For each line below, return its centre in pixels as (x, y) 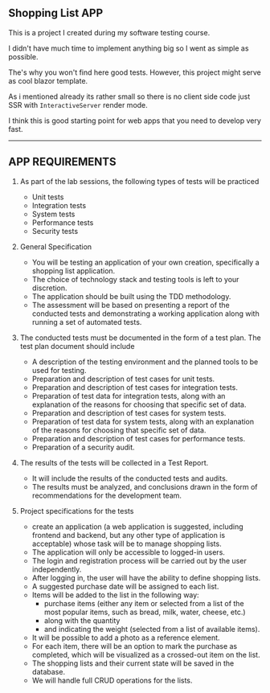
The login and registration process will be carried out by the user (139, 560)
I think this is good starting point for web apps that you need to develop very (135, 121)
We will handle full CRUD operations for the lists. (112, 680)
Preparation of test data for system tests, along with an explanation (143, 421)
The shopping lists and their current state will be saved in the (133, 663)
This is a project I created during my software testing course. (109, 32)
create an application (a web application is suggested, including (137, 527)
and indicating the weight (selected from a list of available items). (152, 629)
